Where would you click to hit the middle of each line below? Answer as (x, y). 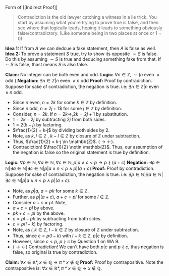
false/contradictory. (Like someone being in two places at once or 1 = (90, 33)
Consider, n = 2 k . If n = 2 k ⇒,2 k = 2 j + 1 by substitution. (70, 114)
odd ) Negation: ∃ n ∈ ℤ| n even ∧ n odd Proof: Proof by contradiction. (79, 81)
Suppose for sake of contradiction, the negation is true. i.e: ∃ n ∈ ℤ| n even (82, 86)
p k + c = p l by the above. (39, 213)
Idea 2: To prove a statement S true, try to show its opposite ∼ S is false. (81, 54)
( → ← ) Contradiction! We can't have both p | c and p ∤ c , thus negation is (88, 247)
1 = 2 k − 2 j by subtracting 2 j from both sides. (59, 119)
